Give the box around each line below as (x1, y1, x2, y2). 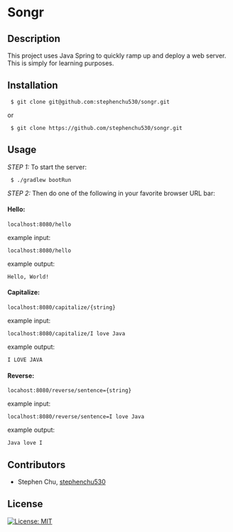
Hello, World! (7, 273, 50, 281)
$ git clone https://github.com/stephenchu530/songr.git (10, 124, 183, 131)
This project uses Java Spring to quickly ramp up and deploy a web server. (7, 51, 227, 60)
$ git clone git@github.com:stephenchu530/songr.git (10, 98, 170, 105)
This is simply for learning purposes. (7, 59, 114, 67)
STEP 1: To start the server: (7, 163, 87, 171)
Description (7, 33, 60, 45)
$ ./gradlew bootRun (10, 176, 72, 183)
